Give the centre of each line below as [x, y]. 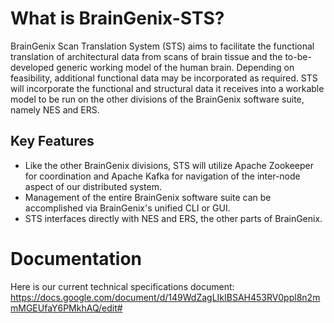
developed [32, 67]
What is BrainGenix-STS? [117, 18]
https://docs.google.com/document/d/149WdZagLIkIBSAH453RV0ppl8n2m [165, 297]
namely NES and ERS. [55, 109]
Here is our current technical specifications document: [122, 286]
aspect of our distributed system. [93, 186]
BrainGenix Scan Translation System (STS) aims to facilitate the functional [162, 46]
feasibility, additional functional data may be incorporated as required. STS [164, 78]
